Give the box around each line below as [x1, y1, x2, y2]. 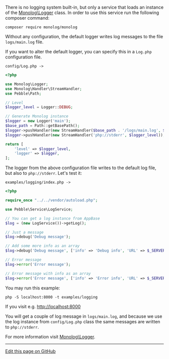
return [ [5, 141, 24, 147]
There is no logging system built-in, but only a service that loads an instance [5, 5, 164, 10]
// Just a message [5, 230, 44, 235]
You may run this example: [5, 284, 60, 291]
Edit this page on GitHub [5, 348, 56, 354]
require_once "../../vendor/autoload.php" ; [5, 198, 98, 203]
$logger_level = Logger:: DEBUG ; [5, 105, 73, 110]
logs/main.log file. [5, 39, 44, 45]
